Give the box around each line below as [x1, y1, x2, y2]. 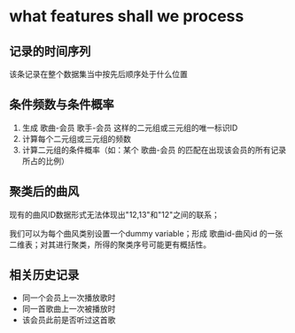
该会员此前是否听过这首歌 [21, 314, 116, 325]
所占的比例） [21, 155, 69, 166]
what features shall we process [9, 6, 245, 27]
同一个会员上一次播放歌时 [21, 292, 116, 303]
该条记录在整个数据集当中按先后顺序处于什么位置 [9, 69, 188, 79]
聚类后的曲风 [9, 184, 80, 199]
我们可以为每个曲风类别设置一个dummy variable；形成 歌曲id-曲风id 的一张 [9, 228, 283, 238]
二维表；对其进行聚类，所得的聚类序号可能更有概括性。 [9, 239, 211, 250]
